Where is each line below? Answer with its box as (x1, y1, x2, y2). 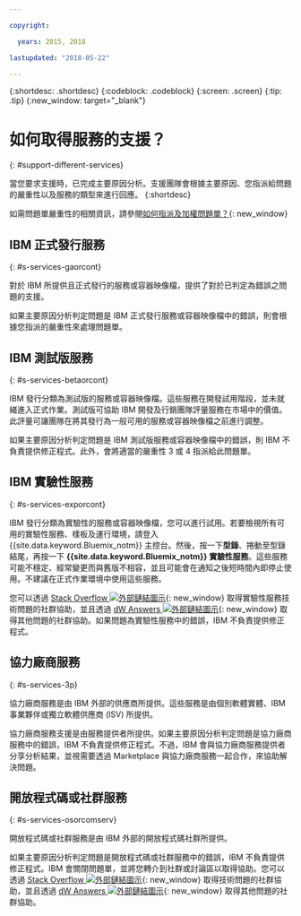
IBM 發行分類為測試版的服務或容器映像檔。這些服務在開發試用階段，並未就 (9, 393, 285, 403)
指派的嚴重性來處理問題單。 (24, 322, 127, 333)
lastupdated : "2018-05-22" (9, 53, 110, 63)
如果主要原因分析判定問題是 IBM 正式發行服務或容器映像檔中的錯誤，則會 (9, 310, 279, 321)
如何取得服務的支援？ (9, 129, 168, 150)
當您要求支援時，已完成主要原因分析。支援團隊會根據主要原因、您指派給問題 (9, 178, 292, 189)
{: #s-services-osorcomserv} (9, 815, 117, 825)
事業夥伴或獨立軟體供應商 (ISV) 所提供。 (9, 709, 159, 720)
